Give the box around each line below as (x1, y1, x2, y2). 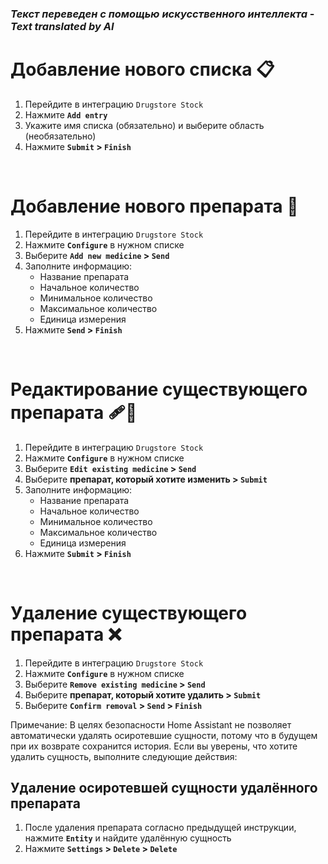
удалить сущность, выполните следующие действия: (10, 750, 238, 762)
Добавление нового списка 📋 (10, 58, 275, 81)
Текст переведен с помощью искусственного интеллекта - (10, 7, 315, 21)
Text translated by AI (10, 19, 115, 33)
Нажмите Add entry (24, 108, 108, 121)
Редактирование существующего (10, 378, 308, 401)
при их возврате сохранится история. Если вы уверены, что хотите (10, 740, 298, 752)
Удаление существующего (10, 602, 248, 624)
